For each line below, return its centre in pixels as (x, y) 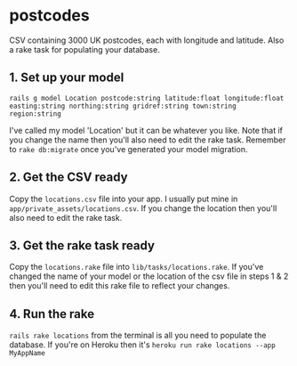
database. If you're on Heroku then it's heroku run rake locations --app (142, 345)
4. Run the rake (52, 314)
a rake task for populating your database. (84, 49)
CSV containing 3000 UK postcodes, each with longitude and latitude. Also (147, 40)
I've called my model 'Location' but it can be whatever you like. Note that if (146, 130)
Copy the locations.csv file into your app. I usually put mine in (124, 199)
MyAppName (28, 354)
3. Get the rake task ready (82, 245)
